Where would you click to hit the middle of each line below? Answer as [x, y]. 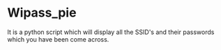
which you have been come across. [58, 39]
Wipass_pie [42, 13]
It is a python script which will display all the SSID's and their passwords [111, 32]
